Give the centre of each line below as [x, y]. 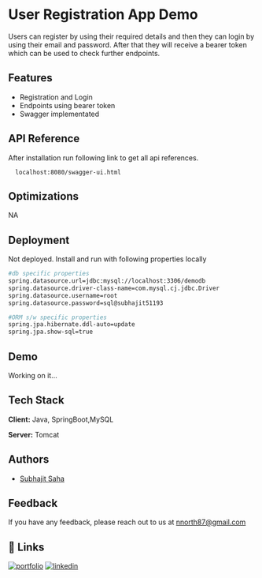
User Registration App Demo [103, 15]
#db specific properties [49, 274]
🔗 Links [26, 547]
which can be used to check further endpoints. [84, 53]
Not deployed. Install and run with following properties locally [107, 259]
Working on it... [33, 375]
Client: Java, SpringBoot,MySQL [61, 419]
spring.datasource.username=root [63, 295]
